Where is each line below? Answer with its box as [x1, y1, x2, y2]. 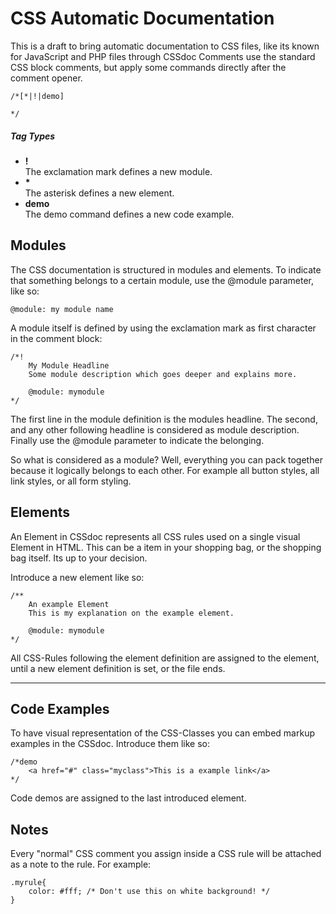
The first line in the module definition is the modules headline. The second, [10, 413, 318, 425]
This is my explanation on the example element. [28, 608, 235, 618]
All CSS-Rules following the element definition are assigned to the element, [10, 652, 320, 664]
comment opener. [10, 72, 83, 84]
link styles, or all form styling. [10, 475, 132, 487]
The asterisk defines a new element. [24, 187, 175, 199]
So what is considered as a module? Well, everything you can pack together [10, 453, 323, 466]
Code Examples [10, 700, 110, 717]
